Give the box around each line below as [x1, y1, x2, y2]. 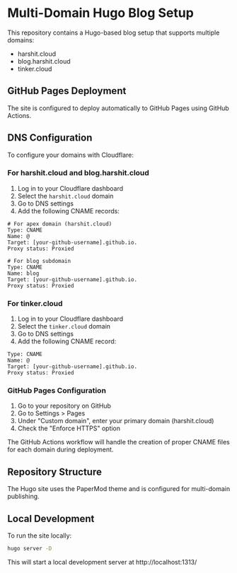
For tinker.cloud [7, 298, 63, 308]
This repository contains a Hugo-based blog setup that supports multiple [7, 28, 220, 37]
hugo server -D [7, 545, 52, 553]
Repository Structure [7, 466, 103, 478]
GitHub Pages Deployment [7, 85, 127, 97]
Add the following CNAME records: [17, 206, 120, 215]
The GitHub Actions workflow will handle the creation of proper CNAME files [7, 438, 230, 447]
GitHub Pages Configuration [7, 386, 106, 396]
